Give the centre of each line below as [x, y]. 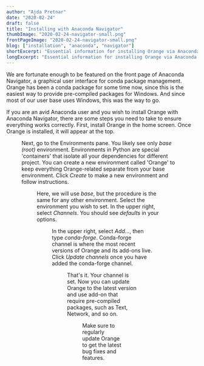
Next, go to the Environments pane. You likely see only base [97, 143]
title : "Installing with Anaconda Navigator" [65, 29]
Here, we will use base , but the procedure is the [97, 193]
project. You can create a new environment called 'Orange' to [98, 162]
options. [47, 219]
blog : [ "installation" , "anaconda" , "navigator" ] [70, 46]
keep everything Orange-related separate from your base [93, 169]
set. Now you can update [98, 281]
